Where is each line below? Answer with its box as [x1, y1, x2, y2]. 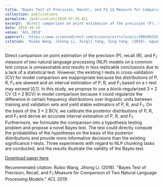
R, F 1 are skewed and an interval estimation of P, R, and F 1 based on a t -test [5, 79, 157, 87]
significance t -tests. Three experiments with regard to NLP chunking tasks [5, 140, 155, 146]
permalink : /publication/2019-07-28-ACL [5, 16, 89, 21]
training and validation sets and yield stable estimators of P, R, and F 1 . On [5, 101, 152, 109]
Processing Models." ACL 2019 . [5, 176, 68, 182]
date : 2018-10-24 [5, 25, 41, 30]
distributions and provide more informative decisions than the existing [5, 135, 145, 141]
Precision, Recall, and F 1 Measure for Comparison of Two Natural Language [5, 169, 157, 177]
